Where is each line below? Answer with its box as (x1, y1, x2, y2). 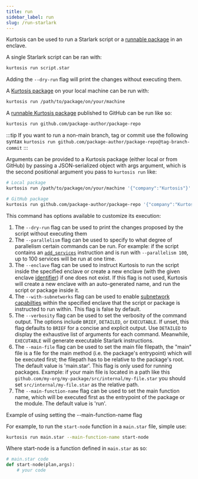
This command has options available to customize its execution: (6, 212, 161, 219)
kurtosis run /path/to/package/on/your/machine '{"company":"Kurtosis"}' (6, 185, 192, 191)
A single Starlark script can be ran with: (6, 54, 102, 61)
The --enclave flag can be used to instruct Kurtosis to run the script (14, 261, 179, 268)
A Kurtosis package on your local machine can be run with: (6, 87, 149, 95)
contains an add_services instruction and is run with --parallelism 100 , (14, 249, 189, 256)
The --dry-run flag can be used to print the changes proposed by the (14, 223, 184, 231)
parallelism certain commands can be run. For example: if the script (14, 242, 179, 249)
